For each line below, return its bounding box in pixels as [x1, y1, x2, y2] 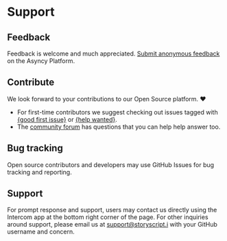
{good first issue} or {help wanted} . [16, 115, 118, 123]
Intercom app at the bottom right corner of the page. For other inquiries [7, 213, 208, 221]
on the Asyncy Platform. [7, 57, 75, 65]
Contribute [7, 77, 55, 88]
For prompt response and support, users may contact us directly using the [7, 206, 217, 214]
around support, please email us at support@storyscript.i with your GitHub [7, 220, 218, 229]
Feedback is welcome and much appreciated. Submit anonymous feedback [7, 49, 220, 58]
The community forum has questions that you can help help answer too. [16, 123, 221, 131]
